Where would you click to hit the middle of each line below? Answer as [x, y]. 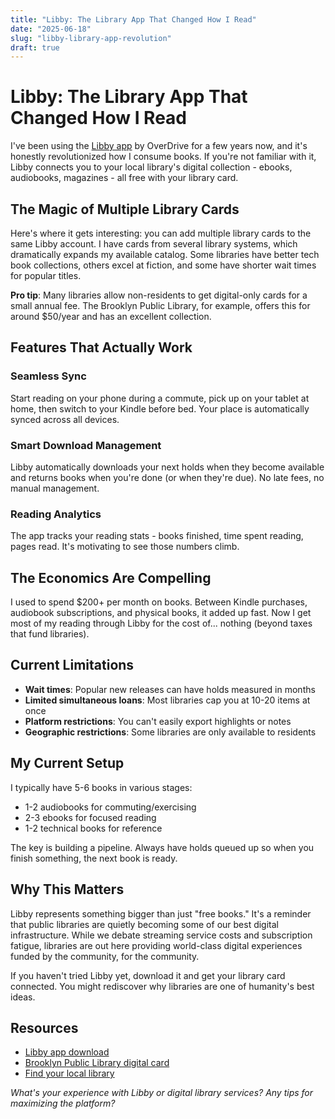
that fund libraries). [50, 634]
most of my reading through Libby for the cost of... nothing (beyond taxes [161, 623]
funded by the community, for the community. [105, 956]
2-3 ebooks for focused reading [90, 817]
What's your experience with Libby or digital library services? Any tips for [162, 1093]
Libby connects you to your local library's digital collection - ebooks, [151, 167]
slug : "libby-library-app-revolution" [91, 38]
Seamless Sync [48, 376]
